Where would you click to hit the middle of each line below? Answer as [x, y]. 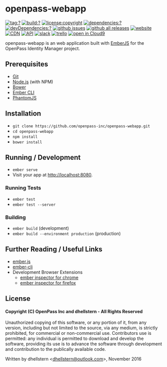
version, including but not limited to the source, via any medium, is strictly [81, 328]
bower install [27, 142]
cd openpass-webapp [33, 131]
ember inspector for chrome [49, 278]
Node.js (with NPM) [33, 81]
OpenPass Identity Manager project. [43, 48]
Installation [23, 114]
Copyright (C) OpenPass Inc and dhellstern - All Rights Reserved [74, 311]
